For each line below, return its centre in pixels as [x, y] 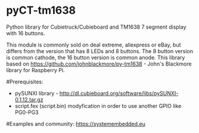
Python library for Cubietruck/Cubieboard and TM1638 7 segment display [96, 27]
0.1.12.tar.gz [29, 100]
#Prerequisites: [25, 82]
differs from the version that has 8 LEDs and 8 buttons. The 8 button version [100, 51]
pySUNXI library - [36, 93]
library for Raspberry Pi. [35, 70]
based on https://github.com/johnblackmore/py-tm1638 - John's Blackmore [99, 64]
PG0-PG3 [27, 112]
